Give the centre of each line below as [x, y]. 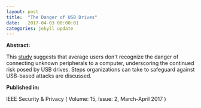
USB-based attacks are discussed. [49, 76]
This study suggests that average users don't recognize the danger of [92, 57]
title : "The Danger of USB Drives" [52, 17]
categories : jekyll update [40, 28]
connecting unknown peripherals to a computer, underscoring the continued [100, 63]
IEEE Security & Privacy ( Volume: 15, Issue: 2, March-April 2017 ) [86, 99]
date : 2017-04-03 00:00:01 [42, 23]
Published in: [23, 88]
